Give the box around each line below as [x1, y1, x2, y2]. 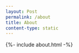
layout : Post [5, 8, 38, 15]
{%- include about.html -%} [5, 41, 73, 48]
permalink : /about [5, 14, 51, 20]
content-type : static [5, 25, 59, 31]
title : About [5, 19, 38, 25]
